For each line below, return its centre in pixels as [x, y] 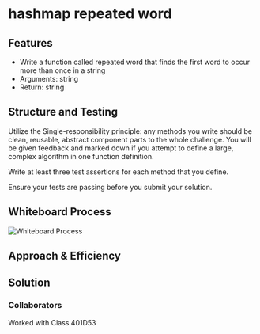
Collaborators [35, 306]
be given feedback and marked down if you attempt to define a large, [121, 148]
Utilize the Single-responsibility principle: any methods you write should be [130, 131]
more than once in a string [62, 70]
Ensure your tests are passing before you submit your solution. [110, 187]
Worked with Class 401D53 [52, 322]
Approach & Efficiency [64, 256]
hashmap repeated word [90, 14]
